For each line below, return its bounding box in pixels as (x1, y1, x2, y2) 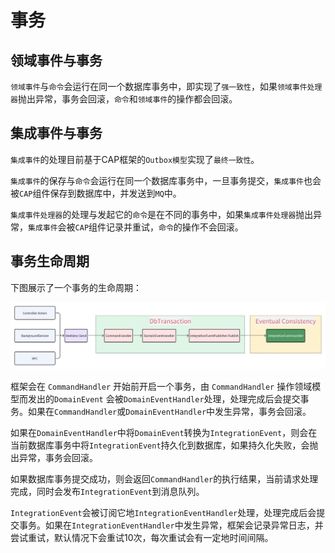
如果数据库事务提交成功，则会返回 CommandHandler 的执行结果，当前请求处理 (10, 473, 319, 485)
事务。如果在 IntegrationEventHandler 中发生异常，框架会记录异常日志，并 (18, 519, 324, 531)
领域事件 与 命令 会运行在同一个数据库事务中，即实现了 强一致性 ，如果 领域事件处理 (10, 81, 323, 92)
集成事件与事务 (10, 125, 103, 142)
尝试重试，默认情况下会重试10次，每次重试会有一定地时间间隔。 (10, 532, 274, 544)
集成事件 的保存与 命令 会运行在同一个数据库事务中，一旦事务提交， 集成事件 (10, 174, 304, 186)
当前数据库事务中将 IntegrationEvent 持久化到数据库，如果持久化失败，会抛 (10, 439, 319, 451)
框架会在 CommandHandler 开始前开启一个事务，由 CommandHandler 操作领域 (10, 381, 313, 393)
